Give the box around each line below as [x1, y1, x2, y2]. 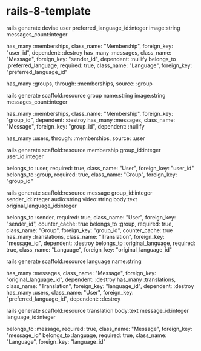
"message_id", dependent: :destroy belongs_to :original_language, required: [6, 239, 196, 247]
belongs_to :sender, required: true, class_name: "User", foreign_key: [6, 213, 176, 221]
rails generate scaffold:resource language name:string [6, 258, 142, 265]
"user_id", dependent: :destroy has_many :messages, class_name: [6, 48, 171, 56]
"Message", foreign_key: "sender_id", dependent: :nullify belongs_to [6, 55, 176, 62]
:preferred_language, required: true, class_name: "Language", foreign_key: [6, 62, 193, 69]
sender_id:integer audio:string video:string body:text [6, 195, 137, 202]
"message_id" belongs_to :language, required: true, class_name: [6, 332, 167, 339]
